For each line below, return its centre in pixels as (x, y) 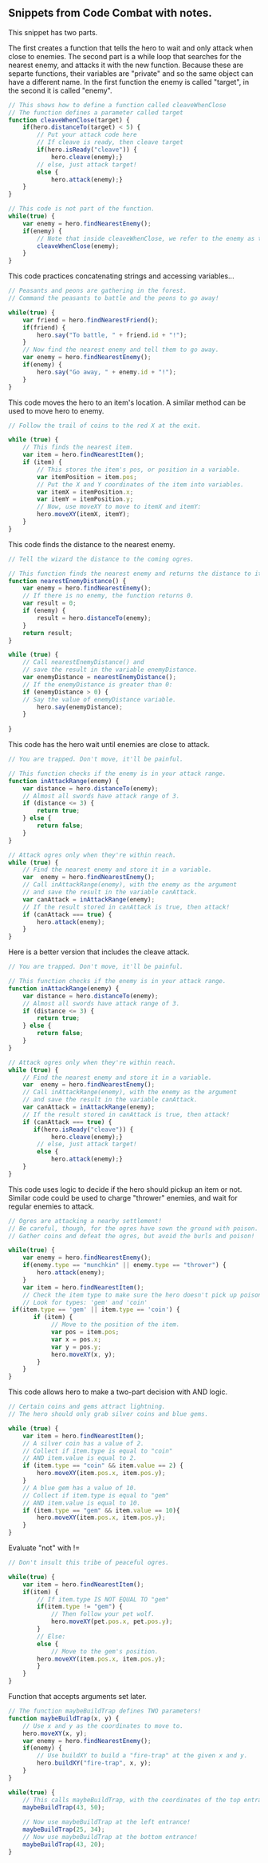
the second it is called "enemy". (61, 90)
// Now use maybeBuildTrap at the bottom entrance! (110, 1837)
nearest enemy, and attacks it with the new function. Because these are (126, 65)
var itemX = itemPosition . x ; (85, 492)
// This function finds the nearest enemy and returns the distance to (130, 574)
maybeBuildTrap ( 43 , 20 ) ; (64, 1844)
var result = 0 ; (50, 603)
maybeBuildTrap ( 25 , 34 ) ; (64, 1830)
